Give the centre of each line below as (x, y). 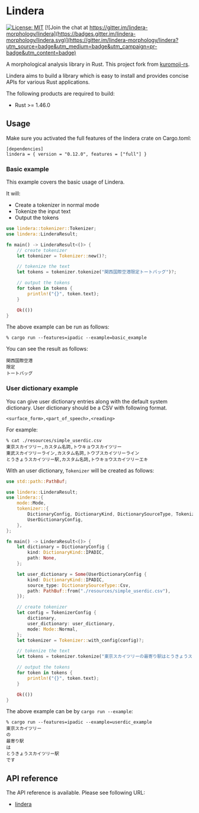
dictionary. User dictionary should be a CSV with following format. (87, 408)
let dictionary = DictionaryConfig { (63, 547)
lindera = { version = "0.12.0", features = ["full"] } (76, 154)
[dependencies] (25, 149)
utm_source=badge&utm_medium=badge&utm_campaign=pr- (82, 46)
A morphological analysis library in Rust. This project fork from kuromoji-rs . (98, 64)
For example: (22, 430)
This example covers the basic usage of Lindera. (65, 182)
